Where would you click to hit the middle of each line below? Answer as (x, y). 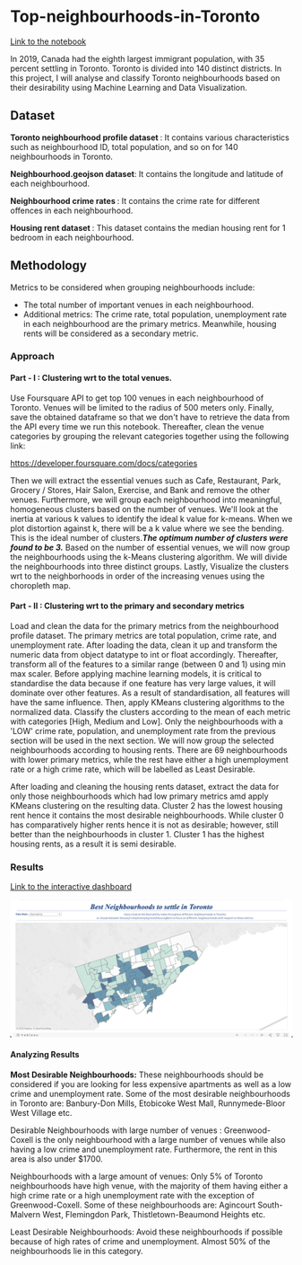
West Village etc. (41, 1112)
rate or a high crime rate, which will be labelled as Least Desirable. (133, 769)
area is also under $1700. (56, 1159)
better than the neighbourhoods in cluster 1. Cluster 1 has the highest (138, 834)
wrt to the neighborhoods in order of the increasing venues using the (138, 576)
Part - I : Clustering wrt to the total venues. (91, 378)
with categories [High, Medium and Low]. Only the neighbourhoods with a (147, 721)
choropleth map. (40, 585)
